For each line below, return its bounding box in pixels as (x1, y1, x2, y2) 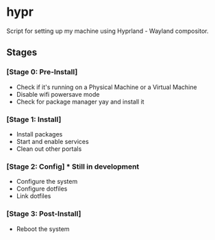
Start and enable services (16, 137, 90, 145)
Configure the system (16, 178, 78, 186)
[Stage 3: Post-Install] (6, 209, 81, 219)
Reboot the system (16, 224, 70, 233)
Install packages (16, 130, 63, 138)
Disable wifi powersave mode (16, 90, 100, 98)
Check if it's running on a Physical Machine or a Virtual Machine (16, 83, 197, 91)
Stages (6, 47, 38, 58)
